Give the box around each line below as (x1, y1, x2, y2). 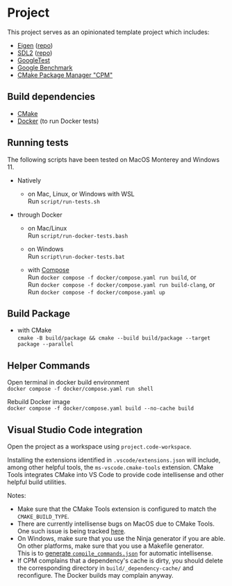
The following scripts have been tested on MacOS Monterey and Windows (7, 155, 220, 164)
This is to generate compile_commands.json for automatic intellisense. (17, 549, 213, 557)
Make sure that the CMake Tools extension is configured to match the (17, 505, 217, 513)
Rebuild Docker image (7, 398, 71, 406)
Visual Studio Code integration (7, 424, 143, 435)
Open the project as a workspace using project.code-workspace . (7, 442, 192, 451)
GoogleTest (17, 56, 51, 64)
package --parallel (17, 341, 74, 348)
